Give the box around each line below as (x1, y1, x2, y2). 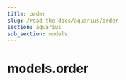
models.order (7, 61, 89, 76)
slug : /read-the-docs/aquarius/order (7, 17, 119, 24)
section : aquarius (7, 23, 62, 30)
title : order (7, 10, 46, 18)
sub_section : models (7, 30, 69, 38)
